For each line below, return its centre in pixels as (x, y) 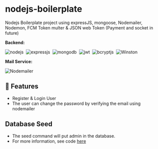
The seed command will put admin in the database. (64, 136)
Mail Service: (19, 61)
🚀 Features (22, 87)
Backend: (15, 42)
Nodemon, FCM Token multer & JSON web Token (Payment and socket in (79, 27)
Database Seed (29, 124)
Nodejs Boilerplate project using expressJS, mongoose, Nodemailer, (74, 23)
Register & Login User (34, 98)
